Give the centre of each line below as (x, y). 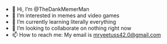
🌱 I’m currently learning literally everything (64, 22)
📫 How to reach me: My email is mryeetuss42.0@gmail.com (86, 35)
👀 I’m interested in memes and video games (66, 15)
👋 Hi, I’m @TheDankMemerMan (50, 9)
